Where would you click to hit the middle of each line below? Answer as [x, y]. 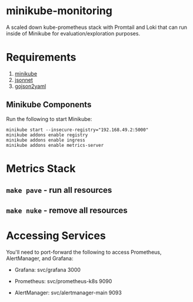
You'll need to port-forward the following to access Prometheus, [84, 252]
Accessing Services [56, 236]
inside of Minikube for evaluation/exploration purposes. [73, 33]
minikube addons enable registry [47, 135]
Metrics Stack [41, 168]
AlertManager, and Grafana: [40, 258]
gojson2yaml [30, 86]
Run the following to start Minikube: [49, 119]
